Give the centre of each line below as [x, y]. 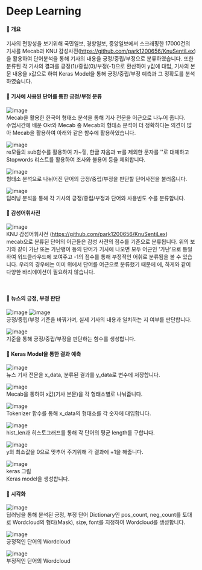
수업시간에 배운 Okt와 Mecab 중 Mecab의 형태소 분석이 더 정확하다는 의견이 [96, 125]
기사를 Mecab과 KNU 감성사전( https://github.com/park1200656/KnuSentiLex [100, 51]
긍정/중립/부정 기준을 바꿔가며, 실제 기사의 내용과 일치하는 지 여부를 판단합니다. [99, 319]
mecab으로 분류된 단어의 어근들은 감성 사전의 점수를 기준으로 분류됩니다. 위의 [97, 241]
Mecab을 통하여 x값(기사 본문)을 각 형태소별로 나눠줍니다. [74, 394]
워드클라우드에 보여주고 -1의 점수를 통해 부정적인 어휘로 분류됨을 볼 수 [99, 257]
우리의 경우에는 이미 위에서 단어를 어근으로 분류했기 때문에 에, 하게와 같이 [105, 264]
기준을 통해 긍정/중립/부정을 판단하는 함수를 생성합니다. [71, 339]
